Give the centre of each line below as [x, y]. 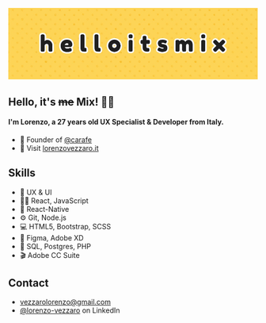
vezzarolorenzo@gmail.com [65, 302]
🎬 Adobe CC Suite [50, 255]
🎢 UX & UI [36, 192]
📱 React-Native [44, 209]
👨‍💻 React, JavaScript [54, 200]
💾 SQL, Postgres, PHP [55, 246]
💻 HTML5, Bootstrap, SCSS [65, 226]
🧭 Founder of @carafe [56, 140]
